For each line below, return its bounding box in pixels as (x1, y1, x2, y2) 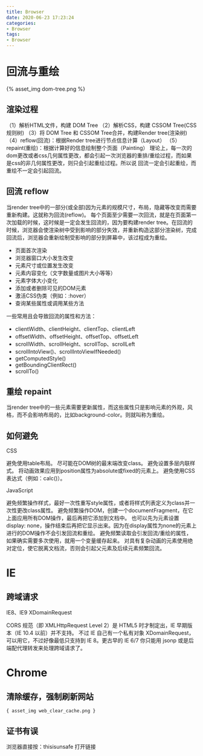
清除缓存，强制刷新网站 (6, 691, 94, 702)
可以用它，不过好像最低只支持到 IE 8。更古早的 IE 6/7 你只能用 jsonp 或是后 (6, 637, 195, 644)
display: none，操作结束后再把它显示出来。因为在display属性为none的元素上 (6, 522, 197, 529)
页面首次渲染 (14, 246, 47, 254)
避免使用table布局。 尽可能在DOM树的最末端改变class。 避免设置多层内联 (6, 460, 190, 467)
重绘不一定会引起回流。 (6, 167, 65, 174)
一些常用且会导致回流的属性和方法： (6, 312, 97, 319)
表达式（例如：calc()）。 (6, 475, 66, 482)
